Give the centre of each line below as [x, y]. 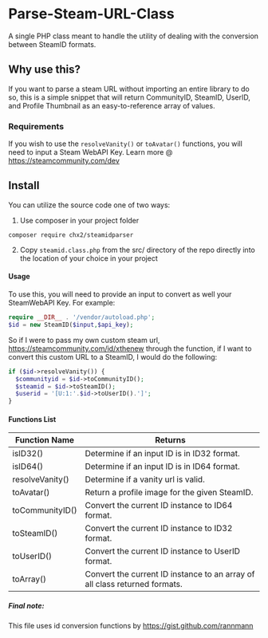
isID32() [28, 454]
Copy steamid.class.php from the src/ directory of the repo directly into [137, 250]
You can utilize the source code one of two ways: [89, 205]
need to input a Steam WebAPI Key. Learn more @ [91, 152]
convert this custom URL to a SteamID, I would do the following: [113, 356]
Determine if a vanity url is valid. [145, 479]
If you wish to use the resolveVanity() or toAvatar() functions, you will [126, 144]
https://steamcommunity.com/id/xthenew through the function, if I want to [130, 349]
